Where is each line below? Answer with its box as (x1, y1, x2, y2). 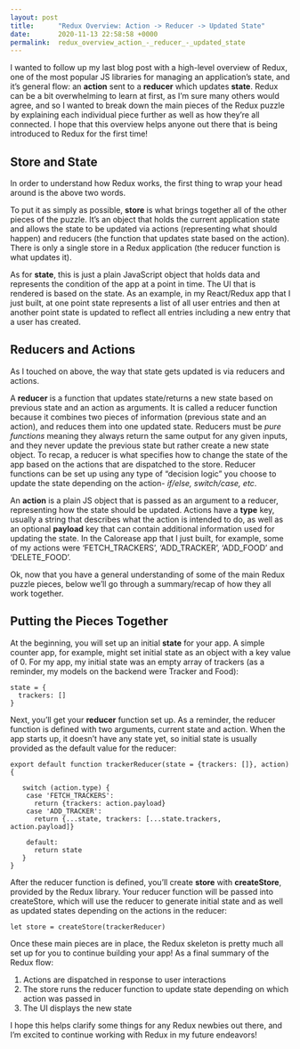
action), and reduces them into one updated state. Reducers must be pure (10, 420, 281, 432)
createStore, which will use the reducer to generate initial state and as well (10, 896, 284, 907)
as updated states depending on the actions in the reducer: (10, 905, 228, 915)
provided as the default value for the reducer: (10, 743, 177, 753)
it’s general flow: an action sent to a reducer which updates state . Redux (10, 81, 279, 92)
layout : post (10, 12, 59, 22)
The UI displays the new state (22, 1003, 133, 1013)
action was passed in (22, 993, 101, 1004)
